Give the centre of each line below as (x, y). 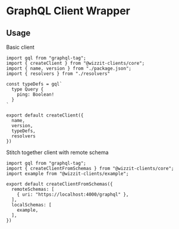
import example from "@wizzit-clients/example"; (67, 174)
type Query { (28, 89)
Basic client (20, 47)
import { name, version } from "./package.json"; (69, 68)
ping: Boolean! (36, 95)
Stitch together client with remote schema (57, 152)
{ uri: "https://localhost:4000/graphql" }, (73, 195)
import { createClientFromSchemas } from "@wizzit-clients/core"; (90, 168)
